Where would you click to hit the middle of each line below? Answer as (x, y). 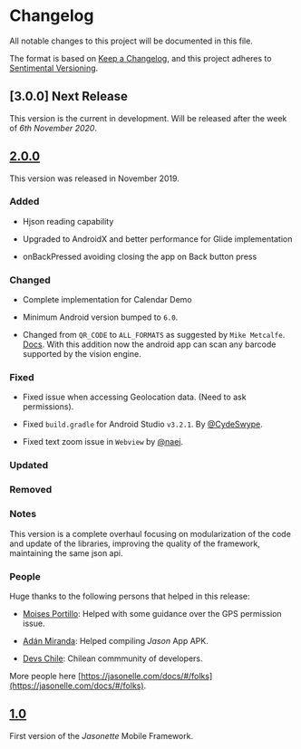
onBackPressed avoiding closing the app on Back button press (140, 256)
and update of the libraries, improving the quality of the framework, (135, 543)
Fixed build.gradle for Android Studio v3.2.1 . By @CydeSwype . (142, 424)
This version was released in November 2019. (94, 178)
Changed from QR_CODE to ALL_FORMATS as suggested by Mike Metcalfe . (154, 335)
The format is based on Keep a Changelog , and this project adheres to (141, 58)
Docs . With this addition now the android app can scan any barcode (149, 344)
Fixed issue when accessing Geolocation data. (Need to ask (134, 397)
